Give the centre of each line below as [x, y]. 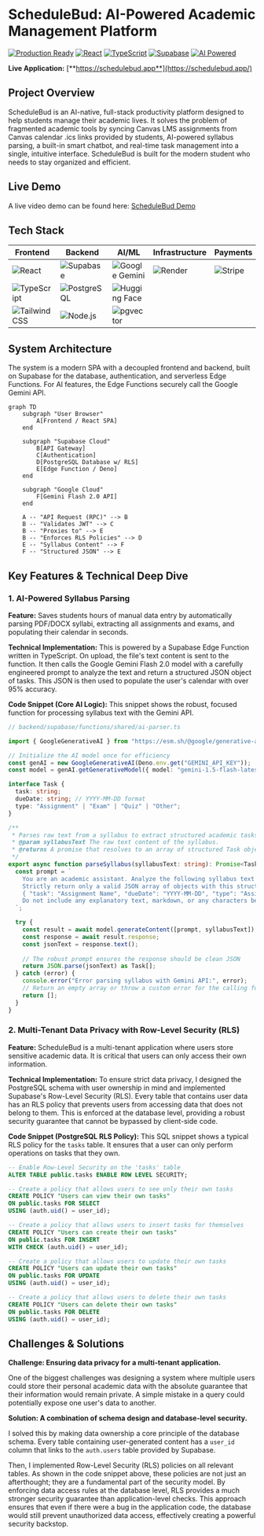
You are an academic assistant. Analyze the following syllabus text [139, 879]
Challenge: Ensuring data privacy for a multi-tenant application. [115, 1363]
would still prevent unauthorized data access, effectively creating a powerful [132, 1516]
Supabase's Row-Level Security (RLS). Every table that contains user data [128, 1096]
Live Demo [35, 187]
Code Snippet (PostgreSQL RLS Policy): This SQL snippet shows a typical [128, 1136]
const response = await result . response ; [91, 937]
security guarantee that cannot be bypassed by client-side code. [113, 1121]
